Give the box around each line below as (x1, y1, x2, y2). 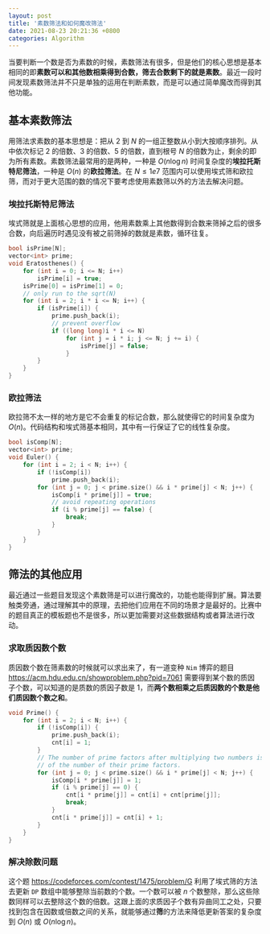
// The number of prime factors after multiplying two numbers (37, 754, 253, 762)
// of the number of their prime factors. (37, 761, 182, 769)
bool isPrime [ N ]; (8, 245, 67, 253)
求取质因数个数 (8, 643, 67, 654)
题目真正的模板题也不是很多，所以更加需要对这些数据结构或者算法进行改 (14, 610, 255, 620)
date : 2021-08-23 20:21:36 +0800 (8, 27, 121, 35)
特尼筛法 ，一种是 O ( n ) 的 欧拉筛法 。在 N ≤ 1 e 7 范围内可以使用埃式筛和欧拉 (8, 167, 254, 176)
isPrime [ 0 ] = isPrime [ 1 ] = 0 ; (22, 282, 125, 290)
